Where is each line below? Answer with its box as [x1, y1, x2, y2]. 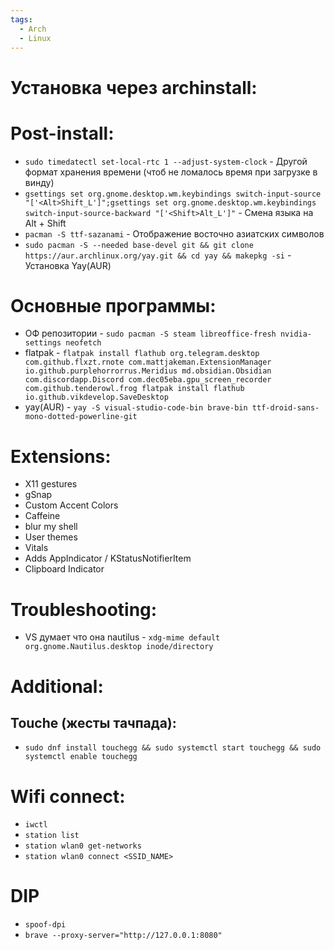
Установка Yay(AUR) [24, 259, 112, 271]
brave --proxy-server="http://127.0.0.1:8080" [24, 931, 223, 941]
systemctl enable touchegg [24, 752, 138, 762]
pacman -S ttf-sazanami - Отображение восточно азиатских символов [24, 227, 325, 240]
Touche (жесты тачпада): [10, 714, 177, 731]
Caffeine [24, 510, 61, 522]
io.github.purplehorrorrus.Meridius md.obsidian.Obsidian [24, 366, 272, 376]
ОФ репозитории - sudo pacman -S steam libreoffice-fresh [24, 327, 277, 340]
